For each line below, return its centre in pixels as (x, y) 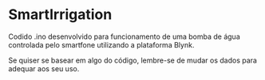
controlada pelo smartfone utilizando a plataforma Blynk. (101, 44)
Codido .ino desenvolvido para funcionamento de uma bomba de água (125, 36)
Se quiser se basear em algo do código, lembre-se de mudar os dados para (133, 60)
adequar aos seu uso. (44, 68)
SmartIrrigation (60, 15)
